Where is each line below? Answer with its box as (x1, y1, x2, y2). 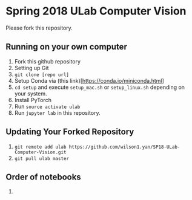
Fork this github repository (14, 57, 81, 65)
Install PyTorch (14, 96, 52, 103)
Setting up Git (14, 64, 49, 71)
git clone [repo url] (14, 71, 69, 78)
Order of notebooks (5, 172, 81, 182)
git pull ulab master (14, 155, 69, 161)
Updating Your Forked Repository (5, 127, 134, 137)
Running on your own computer (5, 42, 128, 52)
